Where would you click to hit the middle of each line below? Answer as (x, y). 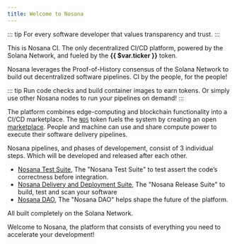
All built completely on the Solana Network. (70, 213)
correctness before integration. (63, 177)
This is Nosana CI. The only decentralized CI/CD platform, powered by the (115, 47)
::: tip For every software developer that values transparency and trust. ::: (114, 34)
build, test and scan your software (67, 191)
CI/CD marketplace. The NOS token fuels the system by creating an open (112, 119)
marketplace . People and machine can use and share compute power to (112, 127)
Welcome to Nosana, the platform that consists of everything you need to (114, 227)
